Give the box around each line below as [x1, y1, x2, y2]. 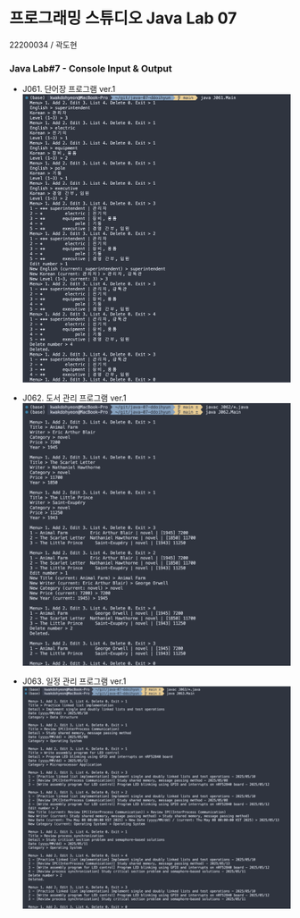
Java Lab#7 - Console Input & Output [9, 62, 172, 74]
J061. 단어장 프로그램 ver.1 [21, 84, 116, 95]
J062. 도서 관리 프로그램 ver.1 [21, 392, 127, 403]
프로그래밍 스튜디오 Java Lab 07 [9, 8, 237, 29]
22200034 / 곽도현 [9, 39, 78, 50]
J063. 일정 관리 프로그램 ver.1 [21, 676, 127, 686]
